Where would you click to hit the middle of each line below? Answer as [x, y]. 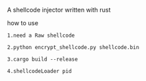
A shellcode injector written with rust [59, 10]
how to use [23, 23]
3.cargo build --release [42, 59]
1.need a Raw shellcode [41, 35]
